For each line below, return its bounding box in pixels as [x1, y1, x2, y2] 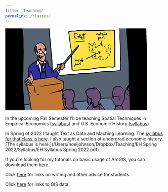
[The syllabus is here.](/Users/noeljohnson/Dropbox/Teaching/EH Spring [5, 141, 157, 147]
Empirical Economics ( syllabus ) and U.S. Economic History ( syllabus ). [5, 120, 151, 126]
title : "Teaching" [5, 8, 44, 13]
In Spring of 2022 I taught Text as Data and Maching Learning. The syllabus [5, 130, 163, 136]
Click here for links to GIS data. [5, 181, 70, 187]
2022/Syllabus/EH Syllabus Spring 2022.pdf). [5, 147, 100, 153]
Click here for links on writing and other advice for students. [5, 171, 131, 177]
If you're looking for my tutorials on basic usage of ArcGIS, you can [5, 156, 145, 162]
